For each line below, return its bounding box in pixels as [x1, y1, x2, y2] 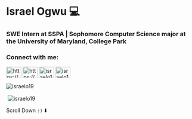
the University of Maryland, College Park [6, 37, 127, 46]
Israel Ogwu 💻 [6, 5, 80, 18]
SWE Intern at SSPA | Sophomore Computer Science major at [6, 30, 186, 38]
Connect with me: [6, 53, 59, 62]
